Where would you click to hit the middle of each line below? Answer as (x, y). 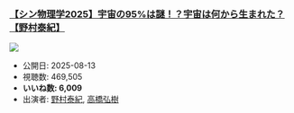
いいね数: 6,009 (52, 88)
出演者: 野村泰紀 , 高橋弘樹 (70, 100)
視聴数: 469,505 (52, 77)
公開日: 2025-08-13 (59, 65)
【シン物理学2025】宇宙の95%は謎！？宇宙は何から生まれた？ (147, 13)
